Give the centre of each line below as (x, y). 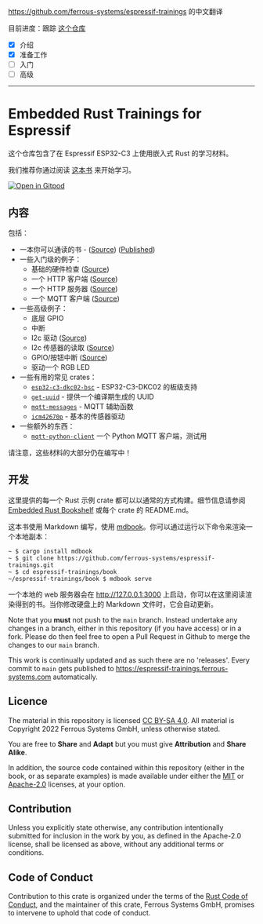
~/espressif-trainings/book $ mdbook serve (80, 579)
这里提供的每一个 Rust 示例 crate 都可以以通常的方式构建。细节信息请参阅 (127, 500)
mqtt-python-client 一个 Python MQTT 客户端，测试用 (119, 436)
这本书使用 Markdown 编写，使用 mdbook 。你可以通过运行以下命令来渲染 (127, 526)
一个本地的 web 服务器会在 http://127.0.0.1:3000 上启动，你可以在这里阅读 (127, 594)
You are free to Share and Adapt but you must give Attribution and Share (127, 743)
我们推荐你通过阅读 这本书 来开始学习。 (72, 170)
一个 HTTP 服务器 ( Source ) (74, 289)
